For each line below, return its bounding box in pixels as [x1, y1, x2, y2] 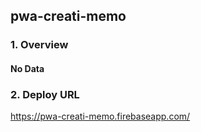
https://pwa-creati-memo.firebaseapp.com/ [10, 110, 191, 123]
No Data [10, 62, 45, 74]
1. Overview [10, 38, 69, 52]
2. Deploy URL [10, 87, 80, 101]
